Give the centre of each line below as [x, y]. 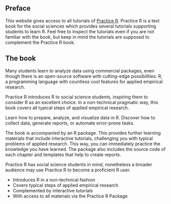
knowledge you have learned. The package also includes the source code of [85, 149]
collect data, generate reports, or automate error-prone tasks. [70, 123]
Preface [18, 8]
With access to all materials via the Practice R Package [70, 196]
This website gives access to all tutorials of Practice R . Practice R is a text [82, 20]
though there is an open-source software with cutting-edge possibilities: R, [84, 76]
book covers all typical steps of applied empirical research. [67, 108]
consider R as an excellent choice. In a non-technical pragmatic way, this [82, 102]
